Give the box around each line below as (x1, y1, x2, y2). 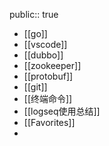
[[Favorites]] (23, 117, 76, 128)
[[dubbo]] (23, 49, 64, 61)
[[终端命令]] (23, 93, 73, 104)
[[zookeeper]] (23, 60, 82, 71)
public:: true (9, 9, 59, 20)
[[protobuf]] (23, 70, 74, 82)
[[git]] (23, 81, 48, 93)
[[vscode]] (23, 39, 68, 50)
